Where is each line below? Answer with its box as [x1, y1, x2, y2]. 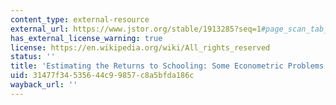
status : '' [10, 52, 56, 62]
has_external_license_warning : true [10, 33, 163, 43]
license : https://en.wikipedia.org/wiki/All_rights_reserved [10, 42, 271, 53]
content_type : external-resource [10, 14, 150, 25]
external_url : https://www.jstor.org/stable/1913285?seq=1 [10, 24, 262, 34]
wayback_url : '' [10, 80, 78, 90]
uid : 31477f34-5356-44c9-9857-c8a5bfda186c [10, 71, 195, 81]
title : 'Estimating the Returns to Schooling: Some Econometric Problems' [10, 61, 329, 71]
